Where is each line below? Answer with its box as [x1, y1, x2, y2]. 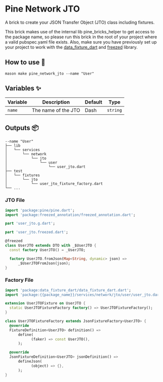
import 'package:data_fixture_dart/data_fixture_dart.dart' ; [5, 288, 131, 292]
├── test [5, 168, 23, 174]
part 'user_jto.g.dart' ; [5, 221, 55, 226]
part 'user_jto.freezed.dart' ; [5, 230, 68, 235]
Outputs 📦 [5, 123, 39, 132]
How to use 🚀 [5, 58, 46, 66]
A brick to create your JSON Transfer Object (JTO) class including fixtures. [5, 19, 155, 25]
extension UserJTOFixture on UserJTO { [5, 301, 86, 306]
